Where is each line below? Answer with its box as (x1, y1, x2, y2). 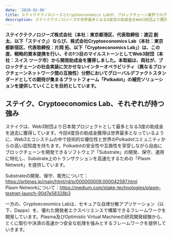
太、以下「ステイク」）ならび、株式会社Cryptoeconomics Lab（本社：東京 (5, 38, 164, 44)
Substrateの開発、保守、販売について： (5, 173, 89, 179)
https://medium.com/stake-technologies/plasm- (59, 185, 161, 191)
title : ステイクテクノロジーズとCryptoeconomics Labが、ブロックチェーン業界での (5, 12, 163, 17)
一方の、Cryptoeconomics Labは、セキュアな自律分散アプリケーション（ (5, 201, 160, 207)
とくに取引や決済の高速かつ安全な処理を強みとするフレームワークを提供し (5, 220, 162, 226)
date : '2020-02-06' (5, 7, 47, 13)
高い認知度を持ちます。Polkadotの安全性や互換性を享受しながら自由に (14, 143, 163, 149)
